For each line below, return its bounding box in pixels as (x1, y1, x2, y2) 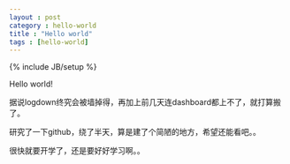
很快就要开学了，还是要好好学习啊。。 (9, 145, 145, 156)
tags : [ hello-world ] (9, 37, 89, 47)
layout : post (9, 12, 62, 22)
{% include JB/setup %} (9, 62, 97, 72)
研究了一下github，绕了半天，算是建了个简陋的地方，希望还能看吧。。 (9, 127, 261, 138)
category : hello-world (9, 21, 97, 30)
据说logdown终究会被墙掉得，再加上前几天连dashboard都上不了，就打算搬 (9, 97, 281, 108)
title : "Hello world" (9, 29, 93, 38)
